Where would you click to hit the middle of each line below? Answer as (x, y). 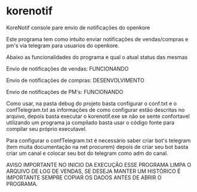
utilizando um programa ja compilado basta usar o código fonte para (90, 122)
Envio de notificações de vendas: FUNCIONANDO (67, 68)
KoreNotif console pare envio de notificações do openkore (78, 28)
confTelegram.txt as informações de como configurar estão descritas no (96, 109)
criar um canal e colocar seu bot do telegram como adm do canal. (87, 153)
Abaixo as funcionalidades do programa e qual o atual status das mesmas (97, 57)
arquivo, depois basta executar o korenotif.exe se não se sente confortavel (98, 116)
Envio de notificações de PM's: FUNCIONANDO (65, 92)
